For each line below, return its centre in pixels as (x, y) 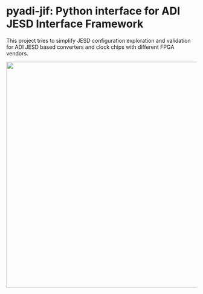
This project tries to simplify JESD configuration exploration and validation (99, 40)
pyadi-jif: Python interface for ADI (93, 11)
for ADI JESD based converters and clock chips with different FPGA (90, 47)
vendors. (17, 53)
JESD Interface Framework (75, 24)
